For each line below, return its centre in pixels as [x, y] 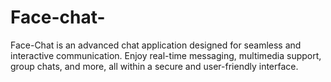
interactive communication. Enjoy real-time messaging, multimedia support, [166, 55]
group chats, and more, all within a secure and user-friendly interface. [154, 66]
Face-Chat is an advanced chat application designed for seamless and [156, 45]
